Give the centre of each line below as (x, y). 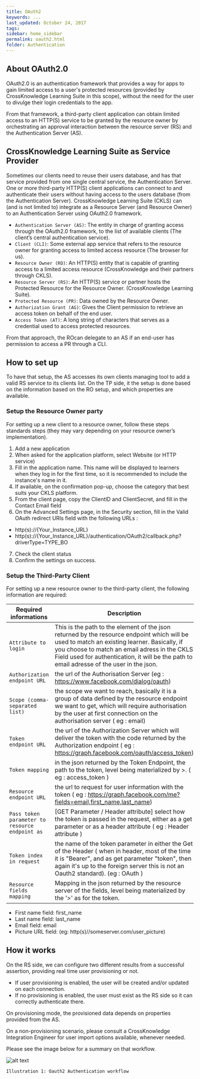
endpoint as (26, 832)
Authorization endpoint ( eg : (95, 745)
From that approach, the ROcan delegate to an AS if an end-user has (90, 338)
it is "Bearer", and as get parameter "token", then (123, 858)
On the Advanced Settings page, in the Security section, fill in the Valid (101, 512)
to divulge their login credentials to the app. (60, 102)
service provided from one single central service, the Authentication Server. (99, 182)
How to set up (32, 362)
